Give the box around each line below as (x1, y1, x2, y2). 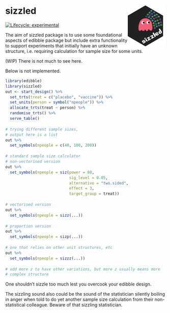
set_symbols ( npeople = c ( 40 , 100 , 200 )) (10, 143, 97, 148)
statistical (5, 302, 25, 308)
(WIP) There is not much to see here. (5, 58, 83, 64)
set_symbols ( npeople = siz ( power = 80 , (10, 170, 95, 175)
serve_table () (10, 116, 40, 121)
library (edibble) (5, 78, 42, 84)
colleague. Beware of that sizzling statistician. (26, 302, 123, 308)
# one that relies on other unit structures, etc (5, 245, 113, 250)
